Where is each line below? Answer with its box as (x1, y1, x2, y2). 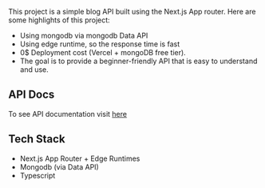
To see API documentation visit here (8, 109, 128, 118)
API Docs (8, 88, 55, 102)
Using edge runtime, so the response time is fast (19, 39, 180, 49)
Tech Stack (8, 132, 65, 146)
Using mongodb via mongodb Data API (19, 31, 148, 40)
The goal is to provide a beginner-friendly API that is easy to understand (19, 56, 258, 66)
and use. (19, 65, 49, 74)
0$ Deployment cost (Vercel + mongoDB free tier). (19, 48, 186, 57)
